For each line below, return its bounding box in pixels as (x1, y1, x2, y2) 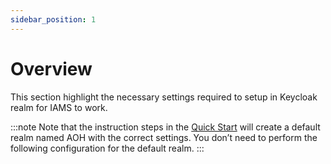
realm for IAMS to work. (10, 101, 108, 113)
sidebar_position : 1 (10, 14, 97, 25)
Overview (10, 57, 93, 80)
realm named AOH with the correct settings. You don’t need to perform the (10, 131, 318, 143)
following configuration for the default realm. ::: (10, 142, 205, 154)
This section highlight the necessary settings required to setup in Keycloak (10, 91, 318, 103)
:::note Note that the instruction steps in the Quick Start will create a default (10, 121, 321, 133)
